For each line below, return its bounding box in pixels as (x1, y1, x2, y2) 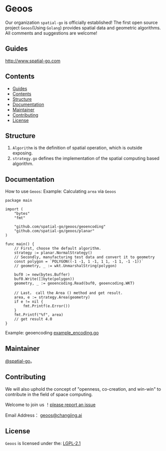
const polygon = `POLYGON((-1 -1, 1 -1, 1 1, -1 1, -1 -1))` (14, 259, 144, 264)
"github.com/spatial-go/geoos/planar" (14, 229, 95, 234)
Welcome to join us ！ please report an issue (5, 402, 96, 408)
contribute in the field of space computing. (5, 391, 93, 397)
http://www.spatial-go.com (5, 58, 61, 64)
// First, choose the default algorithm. (14, 246, 101, 251)
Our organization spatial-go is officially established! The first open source (5, 19, 158, 25)
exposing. (12, 150, 33, 156)
